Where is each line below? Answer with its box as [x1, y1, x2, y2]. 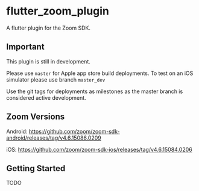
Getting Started [6, 163, 66, 173]
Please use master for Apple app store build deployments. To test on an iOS [6, 70, 194, 77]
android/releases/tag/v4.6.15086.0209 [6, 134, 101, 141]
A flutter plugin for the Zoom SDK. [6, 24, 90, 31]
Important [6, 42, 45, 52]
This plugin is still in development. [6, 57, 90, 65]
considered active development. [6, 94, 86, 101]
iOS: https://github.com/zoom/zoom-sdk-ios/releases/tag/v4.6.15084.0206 [6, 146, 192, 153]
